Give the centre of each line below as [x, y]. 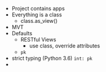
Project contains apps [38, 8]
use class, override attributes [64, 46]
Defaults [22, 33]
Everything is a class [37, 15]
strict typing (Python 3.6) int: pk [52, 58]
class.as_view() [39, 21]
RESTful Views [38, 40]
